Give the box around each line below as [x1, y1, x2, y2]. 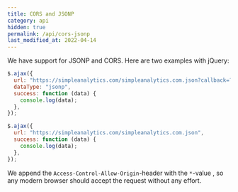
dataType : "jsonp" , [13, 83, 72, 90]
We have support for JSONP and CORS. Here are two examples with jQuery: [7, 56, 229, 65]
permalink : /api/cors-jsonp [7, 30, 91, 38]
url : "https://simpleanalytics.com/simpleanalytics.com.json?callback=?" [13, 77, 236, 84]
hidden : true [7, 23, 46, 31]
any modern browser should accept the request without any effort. [7, 176, 202, 185]
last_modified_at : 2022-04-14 [7, 37, 97, 44]
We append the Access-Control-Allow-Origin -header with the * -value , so [7, 169, 224, 177]
